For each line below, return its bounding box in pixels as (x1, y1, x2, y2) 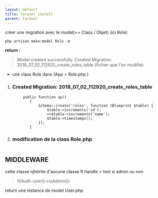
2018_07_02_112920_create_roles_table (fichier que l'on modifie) (16, 62, 144, 68)
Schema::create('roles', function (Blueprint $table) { (38, 103, 154, 108)
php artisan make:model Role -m (5, 39, 70, 44)
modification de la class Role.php (12, 136, 92, 143)
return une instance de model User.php (5, 187, 83, 193)
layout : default (5, 7, 38, 12)
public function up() (23, 94, 67, 100)
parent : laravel (5, 16, 38, 21)
